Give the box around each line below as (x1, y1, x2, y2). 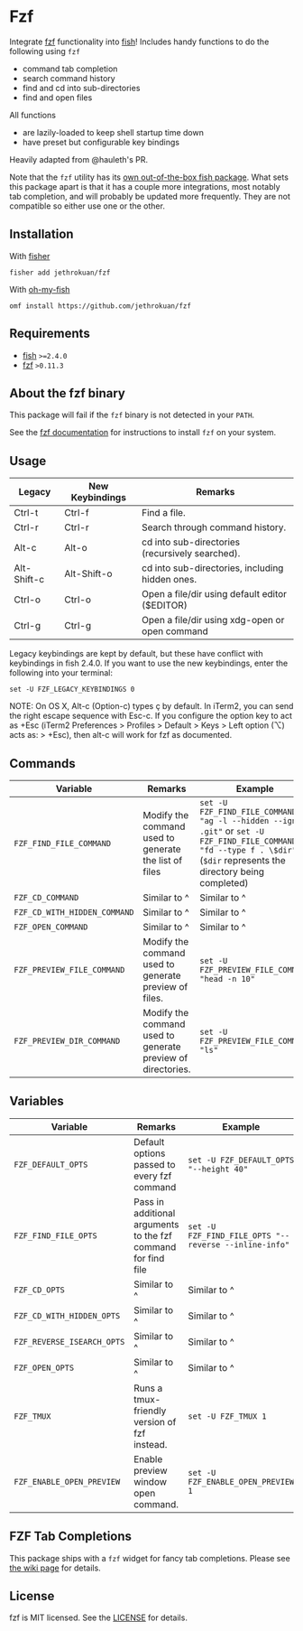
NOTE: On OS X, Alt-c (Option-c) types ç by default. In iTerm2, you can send (9, 701, 294, 712)
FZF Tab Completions (9, 1529, 133, 1544)
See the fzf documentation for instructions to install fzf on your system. (9, 427, 277, 438)
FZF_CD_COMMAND (14, 892, 79, 902)
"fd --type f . (199, 845, 265, 855)
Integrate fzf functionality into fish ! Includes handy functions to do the (9, 36, 270, 47)
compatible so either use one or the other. (9, 200, 165, 211)
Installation (9, 227, 74, 242)
